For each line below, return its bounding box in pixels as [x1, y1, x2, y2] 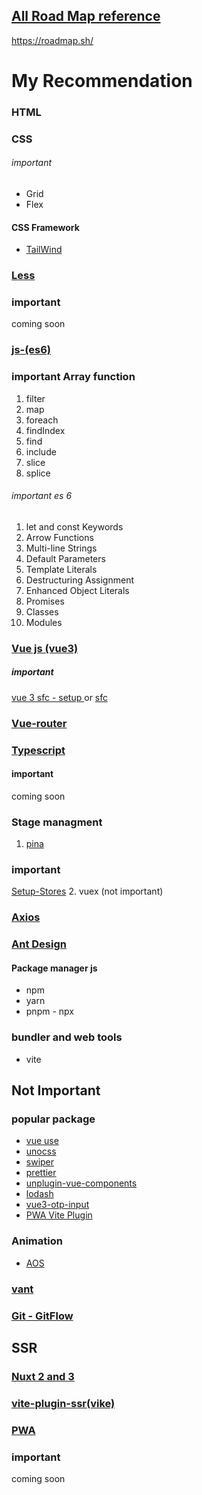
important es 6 [11, 490, 73, 502]
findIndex [25, 424, 66, 436]
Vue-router [11, 716, 68, 730]
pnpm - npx [25, 1005, 74, 1018]
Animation [11, 1234, 63, 1248]
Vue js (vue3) [11, 641, 79, 655]
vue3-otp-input [25, 1199, 90, 1211]
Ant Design [11, 937, 67, 951]
